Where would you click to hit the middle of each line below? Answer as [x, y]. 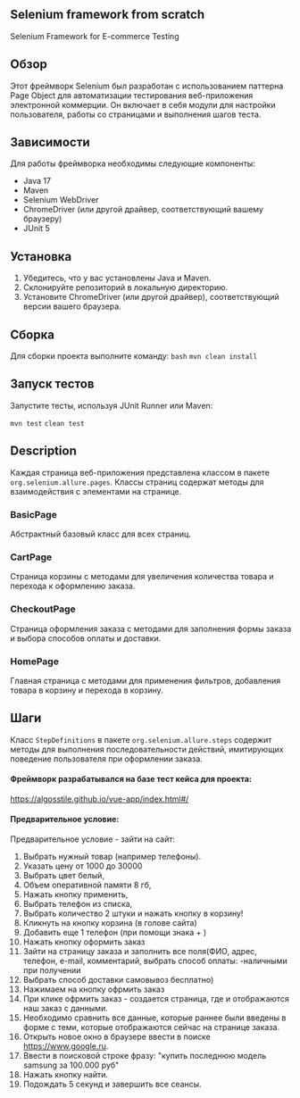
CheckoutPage [43, 609]
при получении [52, 970]
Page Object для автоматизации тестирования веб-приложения [132, 95]
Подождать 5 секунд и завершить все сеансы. [112, 1085]
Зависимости [50, 142]
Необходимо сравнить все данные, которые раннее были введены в [154, 1018]
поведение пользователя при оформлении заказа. [107, 759]
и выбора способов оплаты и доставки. [86, 638]
